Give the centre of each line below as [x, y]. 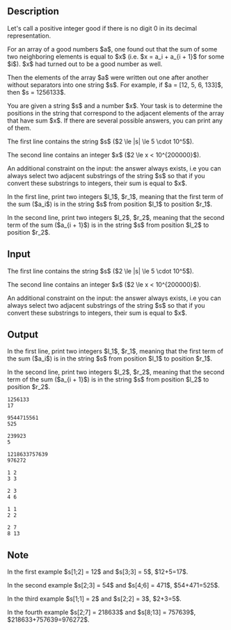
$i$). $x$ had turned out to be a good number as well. [85, 64]
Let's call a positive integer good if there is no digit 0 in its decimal [102, 28]
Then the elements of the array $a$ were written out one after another [108, 77]
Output [23, 334]
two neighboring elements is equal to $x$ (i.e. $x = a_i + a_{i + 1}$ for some [116, 56]
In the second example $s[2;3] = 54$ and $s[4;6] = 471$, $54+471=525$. [114, 585]
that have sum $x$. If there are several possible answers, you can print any [115, 120]
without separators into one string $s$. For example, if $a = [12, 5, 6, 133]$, [115, 85]
